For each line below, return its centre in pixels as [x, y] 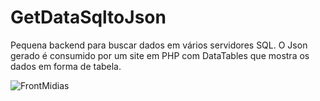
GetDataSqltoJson [88, 17]
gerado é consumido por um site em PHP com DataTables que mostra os [160, 55]
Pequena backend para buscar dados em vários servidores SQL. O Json [159, 45]
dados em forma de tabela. [66, 66]
